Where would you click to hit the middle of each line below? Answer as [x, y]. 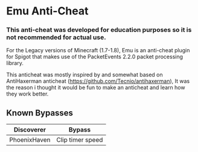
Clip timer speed [80, 140]
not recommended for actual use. [56, 37]
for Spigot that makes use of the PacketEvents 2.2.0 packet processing [94, 57]
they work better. [27, 94]
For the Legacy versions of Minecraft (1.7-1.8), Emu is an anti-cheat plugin [98, 50]
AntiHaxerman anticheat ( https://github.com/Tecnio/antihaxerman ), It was [98, 81]
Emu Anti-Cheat [47, 11]
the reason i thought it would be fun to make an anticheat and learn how [96, 88]
